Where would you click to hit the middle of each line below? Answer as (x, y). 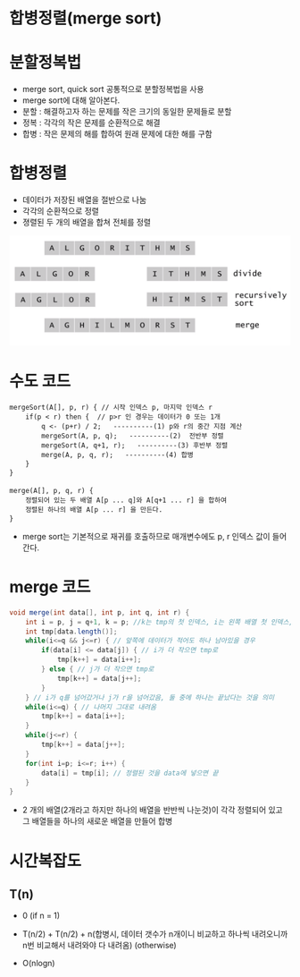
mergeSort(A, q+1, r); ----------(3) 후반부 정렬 (135, 445)
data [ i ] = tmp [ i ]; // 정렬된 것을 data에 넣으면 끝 (130, 773)
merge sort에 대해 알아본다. (71, 100)
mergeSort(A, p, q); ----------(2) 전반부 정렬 (133, 436)
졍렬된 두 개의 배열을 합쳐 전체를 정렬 (87, 222)
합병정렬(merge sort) (86, 18)
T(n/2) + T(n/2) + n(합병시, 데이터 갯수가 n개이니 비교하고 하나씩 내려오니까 (155, 934)
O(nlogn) (38, 964)
